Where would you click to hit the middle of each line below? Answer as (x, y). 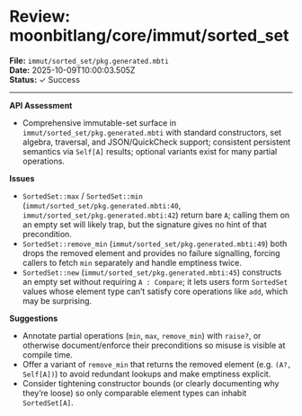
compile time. (48, 354)
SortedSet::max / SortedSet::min (83, 196)
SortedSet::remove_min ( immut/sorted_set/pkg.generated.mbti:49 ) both (155, 243)
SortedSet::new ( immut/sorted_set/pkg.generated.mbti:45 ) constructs (152, 272)
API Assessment (41, 105)
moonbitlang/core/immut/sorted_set (149, 35)
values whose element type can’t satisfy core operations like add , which (155, 291)
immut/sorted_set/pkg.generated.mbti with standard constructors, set (151, 132)
